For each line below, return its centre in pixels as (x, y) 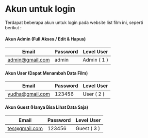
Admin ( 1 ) (95, 60)
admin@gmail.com (29, 60)
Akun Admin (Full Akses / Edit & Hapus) (45, 39)
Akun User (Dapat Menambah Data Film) (47, 73)
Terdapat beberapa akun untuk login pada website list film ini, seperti (74, 22)
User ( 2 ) (94, 94)
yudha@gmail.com (29, 94)
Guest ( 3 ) (88, 128)
